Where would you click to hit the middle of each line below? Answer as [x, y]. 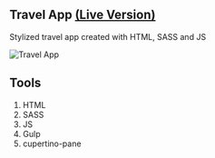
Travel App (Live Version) [83, 15]
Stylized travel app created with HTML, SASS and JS [108, 36]
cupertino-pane [52, 143]
